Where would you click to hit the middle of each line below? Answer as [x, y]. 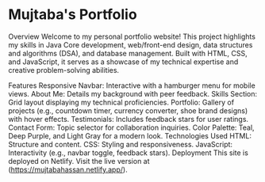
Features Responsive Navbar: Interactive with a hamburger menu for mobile [132, 85]
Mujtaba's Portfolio [73, 15]
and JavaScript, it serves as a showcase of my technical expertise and [123, 62]
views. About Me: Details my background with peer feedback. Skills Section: [133, 93]
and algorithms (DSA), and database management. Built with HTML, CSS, [128, 53]
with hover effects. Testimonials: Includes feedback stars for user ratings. [128, 119]
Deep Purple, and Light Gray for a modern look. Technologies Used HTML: [130, 135]
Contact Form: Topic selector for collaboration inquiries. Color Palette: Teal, [132, 127]
